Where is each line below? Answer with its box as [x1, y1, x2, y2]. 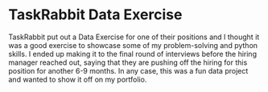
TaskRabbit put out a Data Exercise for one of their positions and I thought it [8, 32, 260, 42]
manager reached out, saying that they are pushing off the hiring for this [8, 58, 248, 67]
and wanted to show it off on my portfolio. [8, 74, 147, 84]
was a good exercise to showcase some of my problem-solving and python [8, 40, 258, 50]
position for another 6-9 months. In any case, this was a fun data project [8, 66, 249, 75]
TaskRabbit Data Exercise [8, 6, 183, 24]
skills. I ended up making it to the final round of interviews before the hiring [8, 49, 258, 58]
